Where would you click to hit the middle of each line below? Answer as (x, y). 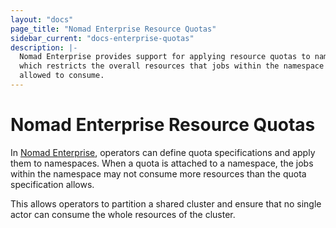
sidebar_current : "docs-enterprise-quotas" (102, 38)
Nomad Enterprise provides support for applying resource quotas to (165, 57)
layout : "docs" (42, 19)
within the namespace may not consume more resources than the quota (158, 173)
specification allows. (52, 184)
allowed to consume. (62, 76)
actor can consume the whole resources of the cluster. (123, 214)
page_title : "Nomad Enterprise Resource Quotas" (113, 29)
